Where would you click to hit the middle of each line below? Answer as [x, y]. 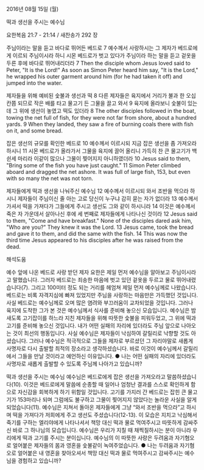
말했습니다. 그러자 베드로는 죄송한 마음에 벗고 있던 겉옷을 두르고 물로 [94, 280]
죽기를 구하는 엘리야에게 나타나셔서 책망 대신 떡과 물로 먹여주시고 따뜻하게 [94, 422]
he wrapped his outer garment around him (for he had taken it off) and [94, 76]
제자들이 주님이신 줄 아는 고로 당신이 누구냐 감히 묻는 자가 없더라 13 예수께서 [108, 198]
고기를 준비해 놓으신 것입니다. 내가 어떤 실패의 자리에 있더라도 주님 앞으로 [93, 326]
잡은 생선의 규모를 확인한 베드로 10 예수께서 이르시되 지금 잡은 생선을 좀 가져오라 [101, 143]
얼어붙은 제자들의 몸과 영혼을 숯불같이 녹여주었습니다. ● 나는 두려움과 [95, 445]
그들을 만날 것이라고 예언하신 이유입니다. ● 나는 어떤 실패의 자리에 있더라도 [107, 356]
